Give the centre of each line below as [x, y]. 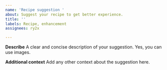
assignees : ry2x [22, 28]
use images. [18, 52]
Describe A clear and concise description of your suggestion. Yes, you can [83, 47]
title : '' [16, 19]
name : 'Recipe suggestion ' [35, 10]
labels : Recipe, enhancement [36, 24]
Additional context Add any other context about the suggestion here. [78, 62]
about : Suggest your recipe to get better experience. [64, 14]
